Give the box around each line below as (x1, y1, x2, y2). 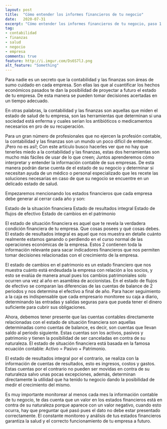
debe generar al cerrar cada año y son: (5, 196, 86, 202)
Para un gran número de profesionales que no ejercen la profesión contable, (5, 133, 162, 139)
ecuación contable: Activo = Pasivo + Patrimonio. (5, 346, 106, 352)
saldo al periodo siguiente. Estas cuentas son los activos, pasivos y (5, 330, 144, 336)
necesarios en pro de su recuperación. (5, 123, 85, 130)
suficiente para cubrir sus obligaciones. (5, 304, 86, 310)
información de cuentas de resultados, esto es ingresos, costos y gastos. (5, 361, 156, 367)
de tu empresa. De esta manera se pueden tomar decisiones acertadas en (5, 93, 158, 99)
